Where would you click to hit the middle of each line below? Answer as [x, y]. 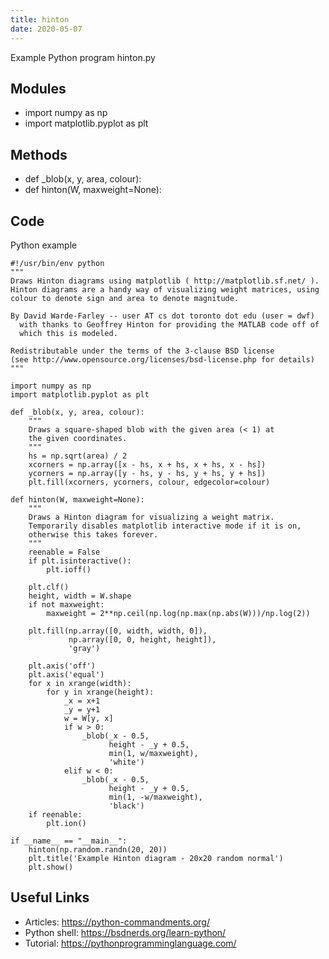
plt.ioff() [69, 569]
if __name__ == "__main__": [69, 841]
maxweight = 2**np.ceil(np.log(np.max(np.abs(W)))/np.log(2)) [178, 613]
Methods [39, 154]
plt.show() [51, 867]
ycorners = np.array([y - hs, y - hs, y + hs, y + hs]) [147, 473]
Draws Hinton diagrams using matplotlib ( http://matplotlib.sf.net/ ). [165, 281]
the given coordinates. [78, 438]
